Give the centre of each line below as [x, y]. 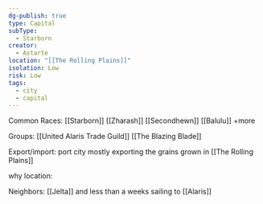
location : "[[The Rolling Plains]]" [70, 61]
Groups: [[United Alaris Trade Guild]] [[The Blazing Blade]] [105, 137]
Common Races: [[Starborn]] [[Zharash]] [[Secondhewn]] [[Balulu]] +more [132, 120]
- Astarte [32, 53]
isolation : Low [34, 68]
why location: [31, 176]
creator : [23, 46]
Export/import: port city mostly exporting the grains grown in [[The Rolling [131, 152]
